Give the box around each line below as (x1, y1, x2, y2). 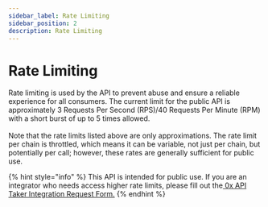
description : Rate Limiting (8, 27, 103, 35)
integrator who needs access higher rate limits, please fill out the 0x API (8, 180, 247, 190)
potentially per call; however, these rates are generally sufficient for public (8, 148, 255, 158)
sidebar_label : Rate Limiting (8, 11, 110, 20)
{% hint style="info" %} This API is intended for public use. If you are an (8, 172, 247, 182)
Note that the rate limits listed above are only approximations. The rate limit (8, 130, 258, 141)
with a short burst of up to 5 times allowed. (8, 114, 150, 123)
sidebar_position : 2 (8, 19, 78, 27)
